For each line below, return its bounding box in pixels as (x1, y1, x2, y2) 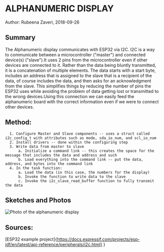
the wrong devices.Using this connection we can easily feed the (5, 93, 135, 99)
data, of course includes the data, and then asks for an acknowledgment (5, 78, 152, 84)
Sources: (5, 223, 33, 231)
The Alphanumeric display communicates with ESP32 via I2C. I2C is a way (5, 46, 155, 52)
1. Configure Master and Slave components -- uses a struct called (9, 131, 150, 136)
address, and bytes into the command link (5, 161, 93, 166)
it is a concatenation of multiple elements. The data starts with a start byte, (5, 67, 156, 73)
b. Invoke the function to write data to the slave (18, 174, 126, 179)
